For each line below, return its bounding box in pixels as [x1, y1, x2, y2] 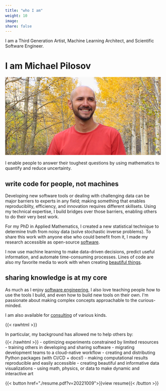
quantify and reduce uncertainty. [5, 165, 72, 171]
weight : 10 [5, 13, 28, 18]
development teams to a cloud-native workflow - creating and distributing [5, 349, 156, 355]
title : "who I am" [5, 8, 43, 13]
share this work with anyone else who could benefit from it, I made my [5, 234, 148, 240]
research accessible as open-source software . [5, 239, 100, 245]
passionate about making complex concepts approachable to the [5, 297, 137, 303]
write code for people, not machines [5, 180, 119, 188]
